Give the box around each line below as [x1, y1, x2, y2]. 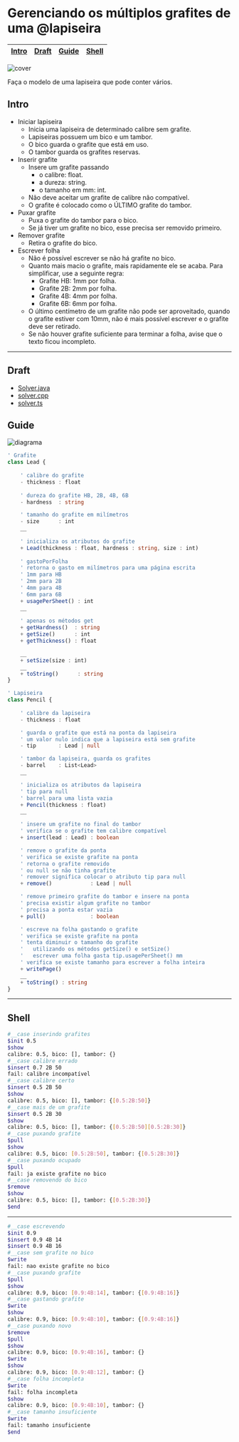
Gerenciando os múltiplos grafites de [7, 5, 231, 21]
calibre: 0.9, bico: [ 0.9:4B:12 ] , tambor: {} [7, 1369, 144, 1376]
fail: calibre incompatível [7, 1070, 91, 1078]
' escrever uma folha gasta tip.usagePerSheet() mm [20, 953, 183, 960]
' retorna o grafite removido [20, 860, 110, 868]
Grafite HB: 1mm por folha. [38, 276, 117, 285]
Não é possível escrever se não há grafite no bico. [28, 253, 176, 262]
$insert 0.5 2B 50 [7, 1084, 62, 1091]
